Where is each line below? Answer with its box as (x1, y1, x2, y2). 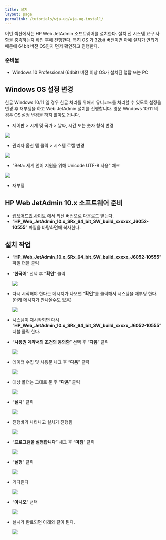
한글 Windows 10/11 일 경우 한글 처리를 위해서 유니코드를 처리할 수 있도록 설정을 (5, 99, 161, 105)
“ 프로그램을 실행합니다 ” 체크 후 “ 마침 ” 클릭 (12, 439, 95, 445)
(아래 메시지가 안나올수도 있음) (12, 297, 72, 303)
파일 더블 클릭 (12, 260, 39, 266)
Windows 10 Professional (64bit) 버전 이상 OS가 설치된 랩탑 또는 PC (12, 69, 149, 75)
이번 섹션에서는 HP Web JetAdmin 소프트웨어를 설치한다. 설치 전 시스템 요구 (5, 31, 155, 37)
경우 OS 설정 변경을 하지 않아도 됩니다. (5, 112, 81, 118)
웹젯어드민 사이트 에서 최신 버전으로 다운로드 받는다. (12, 213, 114, 219)
